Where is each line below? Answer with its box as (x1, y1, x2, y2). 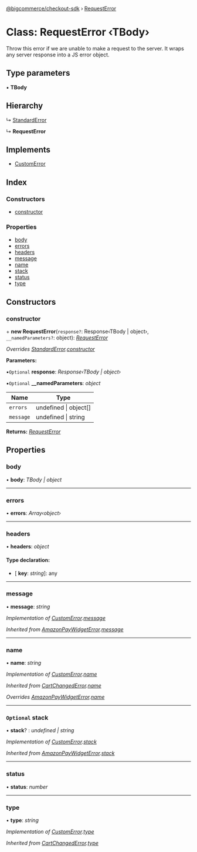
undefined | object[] (36, 403, 91, 412)
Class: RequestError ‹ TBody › (6, 26, 150, 39)
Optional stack (6, 713, 49, 722)
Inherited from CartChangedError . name (6, 682, 101, 689)
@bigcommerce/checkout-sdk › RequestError (6, 5, 117, 12)
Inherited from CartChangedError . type (6, 840, 98, 847)
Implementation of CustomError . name (6, 671, 97, 678)
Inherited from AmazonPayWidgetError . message (6, 625, 124, 633)
